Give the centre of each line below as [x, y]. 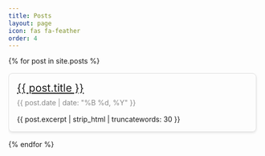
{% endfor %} [31, 145]
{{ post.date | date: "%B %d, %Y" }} [77, 103]
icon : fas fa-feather [45, 31]
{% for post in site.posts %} [54, 61]
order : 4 [23, 38]
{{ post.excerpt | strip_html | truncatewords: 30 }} [99, 119]
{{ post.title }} [51, 88]
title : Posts [30, 16]
